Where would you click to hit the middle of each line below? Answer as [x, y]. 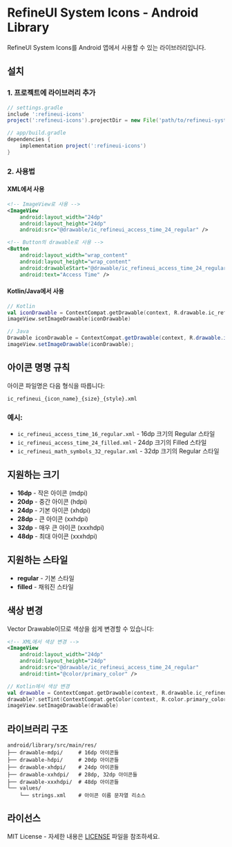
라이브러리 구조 [38, 729]
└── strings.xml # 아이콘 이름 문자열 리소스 [83, 796]
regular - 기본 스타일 [46, 578]
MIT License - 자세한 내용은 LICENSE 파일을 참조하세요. [84, 836]
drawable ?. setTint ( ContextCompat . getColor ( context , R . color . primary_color [117, 699]
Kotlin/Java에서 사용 [36, 291]
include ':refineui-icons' [46, 114]
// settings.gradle [35, 108]
